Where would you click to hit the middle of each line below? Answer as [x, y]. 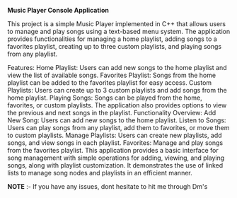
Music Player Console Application [58, 10]
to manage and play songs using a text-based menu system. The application [119, 31]
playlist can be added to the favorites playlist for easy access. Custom [110, 83]
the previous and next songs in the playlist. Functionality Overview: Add [112, 113]
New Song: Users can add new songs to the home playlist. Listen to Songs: [117, 120]
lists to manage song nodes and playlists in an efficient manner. [100, 173]
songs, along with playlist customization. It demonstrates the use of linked [115, 165]
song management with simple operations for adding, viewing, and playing [116, 158]
